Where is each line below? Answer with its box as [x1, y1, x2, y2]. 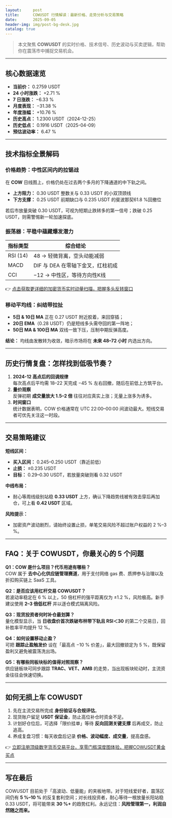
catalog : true [5, 27, 36, 32]
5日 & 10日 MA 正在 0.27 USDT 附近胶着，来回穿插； [12, 314, 124, 320]
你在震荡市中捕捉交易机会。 [17, 48, 77, 54]
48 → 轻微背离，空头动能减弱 [33, 252, 104, 259]
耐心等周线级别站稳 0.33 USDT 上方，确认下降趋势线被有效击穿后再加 [12, 493, 160, 499]
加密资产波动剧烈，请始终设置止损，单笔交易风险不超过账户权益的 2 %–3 [12, 521, 167, 528]
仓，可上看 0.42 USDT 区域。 [12, 500, 75, 506]
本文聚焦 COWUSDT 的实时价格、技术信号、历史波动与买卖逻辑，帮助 [17, 42, 165, 48]
